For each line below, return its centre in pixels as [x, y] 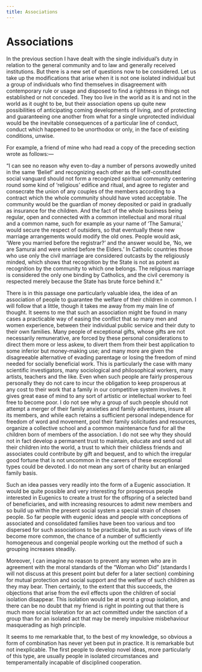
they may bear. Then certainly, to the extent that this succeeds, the [90, 586]
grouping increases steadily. [41, 549]
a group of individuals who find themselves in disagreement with [87, 84]
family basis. [22, 473]
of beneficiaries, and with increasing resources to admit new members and [99, 504]
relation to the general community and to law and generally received [91, 65]
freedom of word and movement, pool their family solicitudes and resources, [101, 422]
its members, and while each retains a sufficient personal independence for [100, 415]
